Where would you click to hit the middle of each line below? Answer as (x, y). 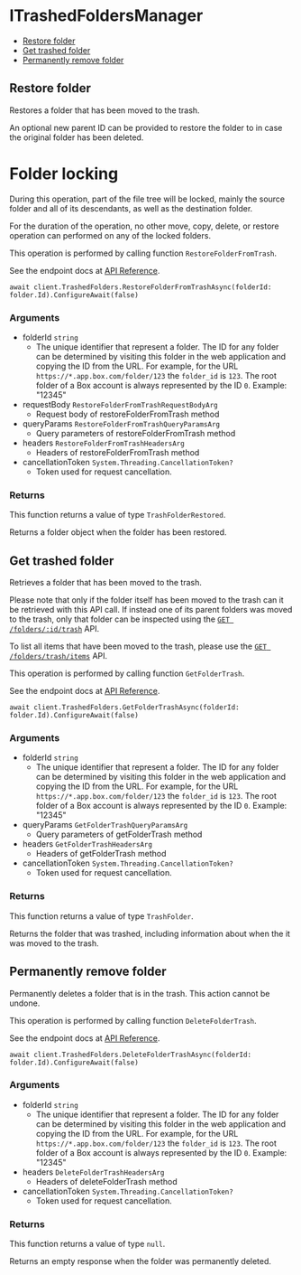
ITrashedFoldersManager (106, 16)
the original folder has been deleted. (77, 137)
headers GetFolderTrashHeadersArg (87, 844)
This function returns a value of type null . (87, 1244)
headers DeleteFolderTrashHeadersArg (93, 1172)
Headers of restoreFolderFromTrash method (118, 452)
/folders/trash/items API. (59, 656)
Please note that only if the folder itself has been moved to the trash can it (146, 600)
